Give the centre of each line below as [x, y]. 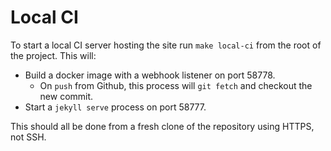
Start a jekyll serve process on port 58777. [115, 107]
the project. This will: [53, 55]
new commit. [66, 96]
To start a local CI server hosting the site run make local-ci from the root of [166, 45]
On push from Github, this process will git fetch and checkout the [176, 85]
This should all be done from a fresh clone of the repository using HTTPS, [162, 126]
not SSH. [28, 137]
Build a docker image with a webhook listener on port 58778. [150, 75]
